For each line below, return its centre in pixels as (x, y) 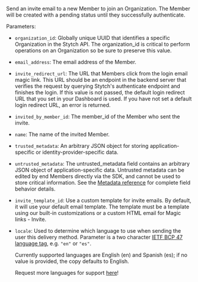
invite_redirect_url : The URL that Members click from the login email (101, 73)
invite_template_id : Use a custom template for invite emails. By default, (103, 200)
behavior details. (35, 189)
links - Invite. (30, 219)
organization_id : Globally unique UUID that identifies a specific (92, 38)
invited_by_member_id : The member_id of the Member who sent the (97, 116)
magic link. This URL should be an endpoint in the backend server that (100, 80)
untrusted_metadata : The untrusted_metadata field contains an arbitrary (102, 164)
